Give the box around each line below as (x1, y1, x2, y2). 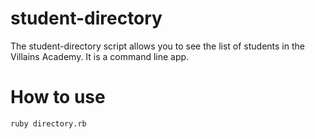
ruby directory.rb (10, 118, 87, 129)
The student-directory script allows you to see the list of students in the (10, 40, 305, 52)
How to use (10, 86, 106, 109)
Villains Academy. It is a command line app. (10, 50, 190, 62)
